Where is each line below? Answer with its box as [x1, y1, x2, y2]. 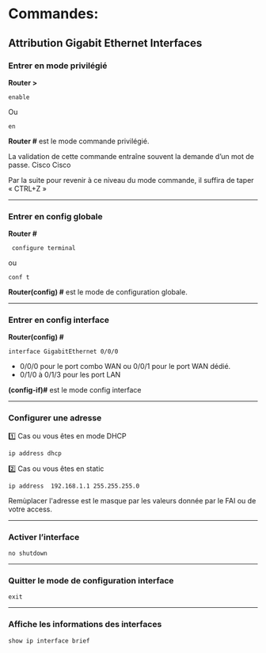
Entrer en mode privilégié [8, 60, 108, 71]
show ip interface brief [8, 636, 90, 645]
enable [8, 93, 30, 101]
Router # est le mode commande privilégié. [8, 136, 150, 146]
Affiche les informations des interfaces [8, 619, 162, 630]
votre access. [8, 504, 53, 514]
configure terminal [11, 245, 77, 252]
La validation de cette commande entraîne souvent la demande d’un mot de [8, 151, 255, 161]
